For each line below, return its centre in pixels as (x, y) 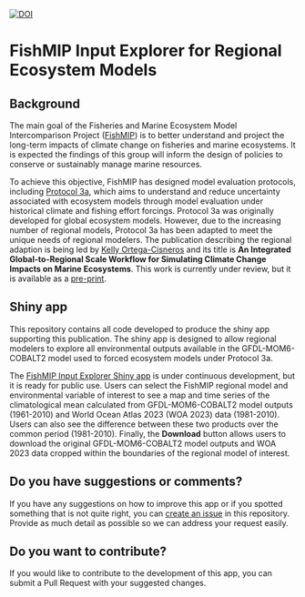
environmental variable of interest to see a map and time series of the (140, 395)
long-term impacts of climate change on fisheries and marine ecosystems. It (152, 145)
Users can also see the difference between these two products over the (144, 424)
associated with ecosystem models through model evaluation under (137, 201)
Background (45, 103)
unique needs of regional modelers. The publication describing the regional (151, 240)
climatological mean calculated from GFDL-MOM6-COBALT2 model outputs (151, 404)
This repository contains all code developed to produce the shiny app (140, 329)
